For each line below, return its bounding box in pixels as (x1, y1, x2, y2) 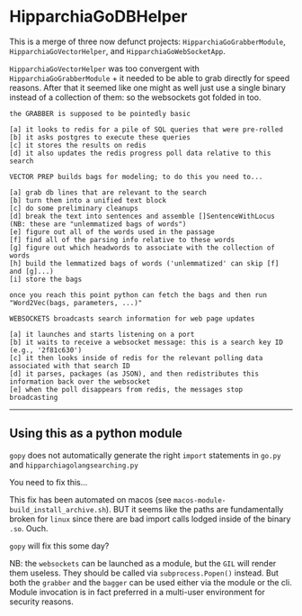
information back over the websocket (9, 376, 151, 386)
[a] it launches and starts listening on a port (9, 330, 195, 339)
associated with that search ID (9, 361, 130, 370)
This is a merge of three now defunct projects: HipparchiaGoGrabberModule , (9, 36, 286, 47)
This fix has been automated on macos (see (9, 494, 173, 505)
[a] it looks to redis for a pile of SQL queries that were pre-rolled (9, 124, 283, 134)
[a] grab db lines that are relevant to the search (9, 187, 207, 197)
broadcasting (9, 393, 58, 402)
